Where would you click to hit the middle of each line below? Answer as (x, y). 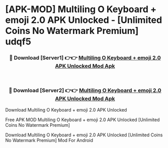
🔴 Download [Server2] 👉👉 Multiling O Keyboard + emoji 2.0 (85, 91)
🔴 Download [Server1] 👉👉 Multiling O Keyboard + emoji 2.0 (85, 58)
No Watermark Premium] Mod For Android (49, 140)
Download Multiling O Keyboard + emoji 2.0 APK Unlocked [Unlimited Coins (84, 135)
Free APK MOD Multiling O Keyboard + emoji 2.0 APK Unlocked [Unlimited (82, 120)
